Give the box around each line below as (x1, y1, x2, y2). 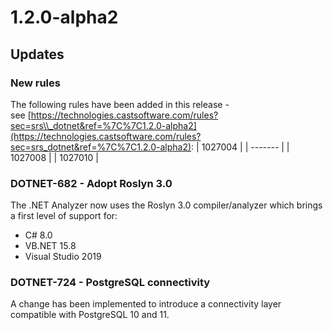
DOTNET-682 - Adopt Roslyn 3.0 (10, 176, 173, 190)
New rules (10, 76, 61, 90)
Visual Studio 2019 (24, 251, 102, 263)
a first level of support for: (10, 210, 118, 222)
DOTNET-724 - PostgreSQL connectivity (10, 276, 211, 290)
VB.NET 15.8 (24, 240, 77, 252)
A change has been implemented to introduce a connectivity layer (10, 298, 282, 310)
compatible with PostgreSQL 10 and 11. (10, 309, 170, 321)
